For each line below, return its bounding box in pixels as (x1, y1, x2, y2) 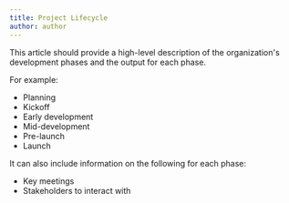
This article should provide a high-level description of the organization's (9, 46, 280, 57)
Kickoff (22, 101, 50, 112)
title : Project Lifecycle (9, 13, 108, 23)
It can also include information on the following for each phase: (9, 157, 247, 168)
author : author (9, 22, 67, 31)
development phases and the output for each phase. (9, 56, 207, 67)
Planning (22, 92, 57, 103)
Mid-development (22, 120, 90, 132)
